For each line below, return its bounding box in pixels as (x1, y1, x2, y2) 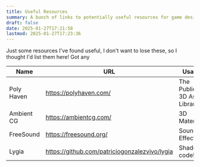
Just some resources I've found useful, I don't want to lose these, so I (6, 47, 177, 54)
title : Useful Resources (6, 8, 68, 15)
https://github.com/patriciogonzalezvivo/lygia (45, 147, 173, 156)
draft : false (6, 20, 39, 26)
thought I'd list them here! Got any (6, 53, 90, 61)
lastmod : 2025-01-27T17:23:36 (6, 31, 82, 37)
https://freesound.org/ (45, 130, 108, 138)
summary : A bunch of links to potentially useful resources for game (6, 14, 183, 20)
